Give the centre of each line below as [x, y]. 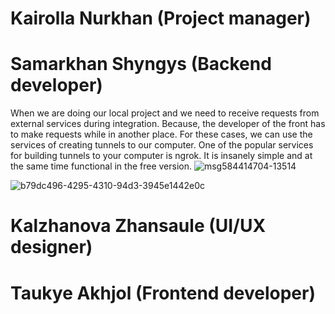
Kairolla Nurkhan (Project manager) [161, 18]
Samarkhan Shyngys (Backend [141, 64]
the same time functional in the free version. [101, 166]
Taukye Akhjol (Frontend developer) [163, 293]
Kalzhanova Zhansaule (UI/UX [138, 226]
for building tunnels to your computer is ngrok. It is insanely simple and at [161, 156]
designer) [51, 247]
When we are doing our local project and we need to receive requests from [165, 113]
